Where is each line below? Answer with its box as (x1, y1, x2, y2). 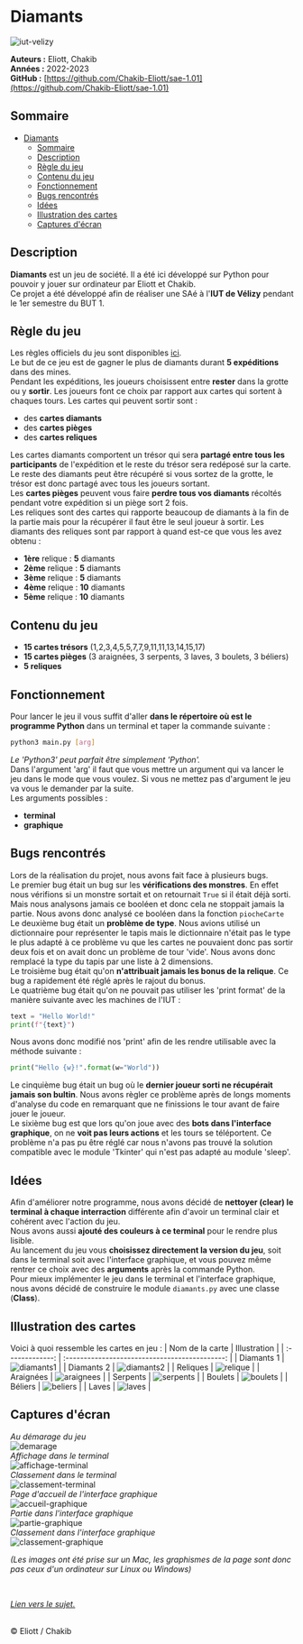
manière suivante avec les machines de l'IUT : (10, 994, 181, 1005)
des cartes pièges (23, 422, 93, 434)
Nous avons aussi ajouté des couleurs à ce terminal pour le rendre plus (10, 1226, 278, 1236)
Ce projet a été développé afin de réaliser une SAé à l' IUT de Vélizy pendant (10, 288, 294, 298)
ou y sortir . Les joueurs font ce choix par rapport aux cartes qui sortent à (10, 386, 282, 397)
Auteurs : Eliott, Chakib (10, 53, 97, 64)
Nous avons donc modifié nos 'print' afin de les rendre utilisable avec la (10, 1036, 277, 1047)
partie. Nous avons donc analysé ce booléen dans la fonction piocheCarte (10, 908, 285, 919)
